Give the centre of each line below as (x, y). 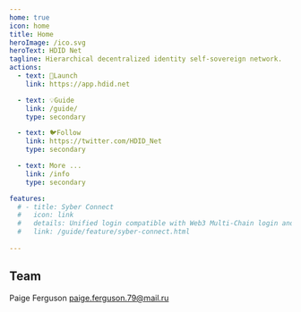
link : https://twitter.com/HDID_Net (94, 141)
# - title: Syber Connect (66, 207)
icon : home (30, 26)
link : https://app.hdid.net (77, 84)
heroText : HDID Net (46, 51)
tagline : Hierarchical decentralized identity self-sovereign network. (146, 59)
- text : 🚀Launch (47, 76)
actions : (26, 68)
